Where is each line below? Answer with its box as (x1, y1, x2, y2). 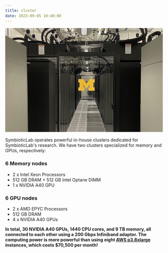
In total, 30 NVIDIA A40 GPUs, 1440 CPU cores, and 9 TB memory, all (5, 226, 151, 232)
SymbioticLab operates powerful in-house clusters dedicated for (5, 137, 138, 143)
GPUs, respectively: (5, 148, 46, 154)
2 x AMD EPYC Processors (12, 206, 68, 212)
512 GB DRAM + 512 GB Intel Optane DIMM (12, 177, 101, 183)
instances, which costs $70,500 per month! (5, 242, 98, 248)
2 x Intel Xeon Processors (12, 171, 66, 177)
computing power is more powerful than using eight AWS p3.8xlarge (5, 237, 151, 243)
